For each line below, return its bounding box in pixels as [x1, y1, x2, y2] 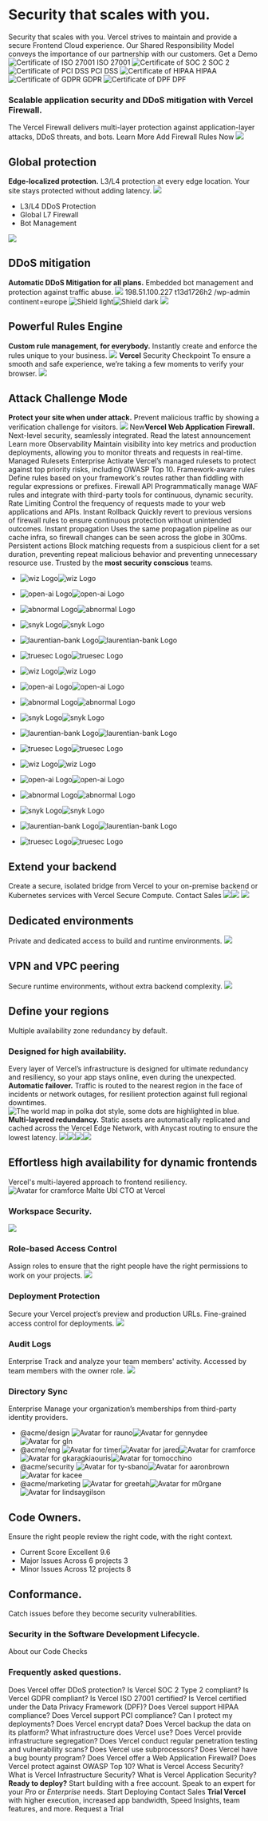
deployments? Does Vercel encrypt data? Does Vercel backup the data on [8, 1719, 251, 1728]
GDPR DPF [82, 74, 187, 84]
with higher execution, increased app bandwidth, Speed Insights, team [8, 1795, 241, 1805]
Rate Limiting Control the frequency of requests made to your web [8, 499, 226, 508]
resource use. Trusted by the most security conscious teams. [8, 558, 213, 568]
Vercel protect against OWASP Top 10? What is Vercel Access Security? [8, 1761, 244, 1771]
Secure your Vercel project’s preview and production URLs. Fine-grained [8, 1309, 247, 1318]
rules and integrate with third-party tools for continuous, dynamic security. [8, 490, 254, 500]
